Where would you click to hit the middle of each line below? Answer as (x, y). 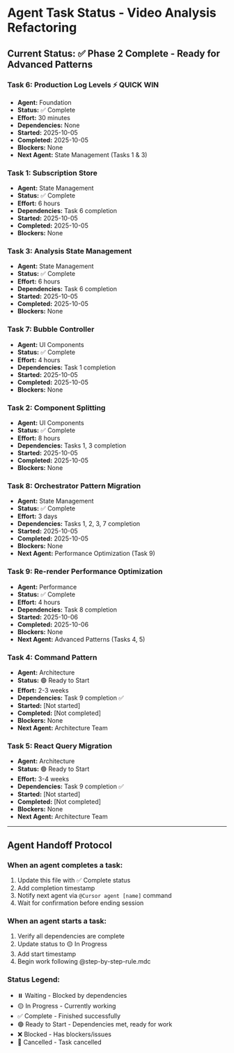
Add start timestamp (47, 954)
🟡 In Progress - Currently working (67, 1006)
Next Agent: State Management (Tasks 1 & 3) (82, 154)
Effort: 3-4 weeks (43, 779)
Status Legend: (34, 980)
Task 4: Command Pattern (52, 657)
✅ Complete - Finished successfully (69, 1016)
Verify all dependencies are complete (71, 936)
